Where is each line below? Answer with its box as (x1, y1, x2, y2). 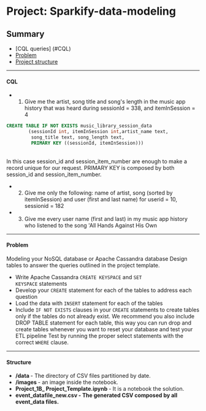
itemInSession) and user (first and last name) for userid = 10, (24, 195, 178, 203)
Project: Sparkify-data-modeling (6, 4, 177, 18)
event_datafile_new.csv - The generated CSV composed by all (15, 391, 178, 399)
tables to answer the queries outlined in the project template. (6, 261, 161, 269)
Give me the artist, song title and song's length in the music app (24, 98, 186, 106)
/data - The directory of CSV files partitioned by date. (15, 372, 151, 380)
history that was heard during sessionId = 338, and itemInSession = (24, 104, 196, 112)
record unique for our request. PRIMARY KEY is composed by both (6, 164, 175, 171)
